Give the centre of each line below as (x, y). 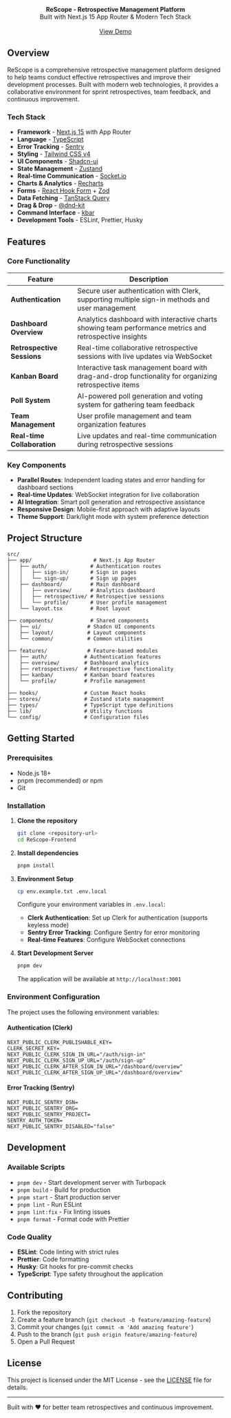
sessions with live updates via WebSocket (145, 356)
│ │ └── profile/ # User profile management (87, 602)
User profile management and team (134, 415)
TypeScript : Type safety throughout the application (90, 1274)
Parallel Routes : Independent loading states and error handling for (111, 480)
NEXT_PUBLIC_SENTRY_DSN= (43, 1102)
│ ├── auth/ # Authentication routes (84, 566)
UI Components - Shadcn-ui (57, 161)
